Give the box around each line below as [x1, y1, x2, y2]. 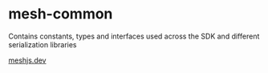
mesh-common [8, 5, 113, 23]
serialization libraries [8, 39, 77, 49]
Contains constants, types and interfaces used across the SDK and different [8, 31, 260, 41]
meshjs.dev [8, 55, 47, 65]
